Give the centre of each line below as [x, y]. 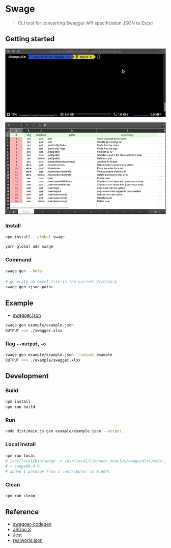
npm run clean [20, 496]
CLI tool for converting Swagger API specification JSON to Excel [85, 23]
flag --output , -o [26, 343]
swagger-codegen [32, 524]
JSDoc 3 [22, 530]
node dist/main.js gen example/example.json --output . [66, 431]
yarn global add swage [29, 247]
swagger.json [27, 315]
